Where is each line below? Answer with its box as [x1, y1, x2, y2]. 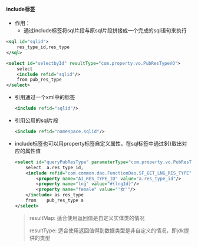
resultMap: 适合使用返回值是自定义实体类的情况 [29, 214, 145, 221]
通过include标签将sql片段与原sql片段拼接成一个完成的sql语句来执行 [23, 27, 187, 34]
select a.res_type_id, [25, 164, 84, 170]
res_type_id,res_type [16, 44, 70, 50]
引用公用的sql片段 [14, 117, 59, 124]
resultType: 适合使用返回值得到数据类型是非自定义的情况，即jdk [29, 227, 184, 234]
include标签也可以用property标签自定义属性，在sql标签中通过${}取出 [14, 140, 183, 147]
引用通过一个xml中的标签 [14, 94, 75, 101]
